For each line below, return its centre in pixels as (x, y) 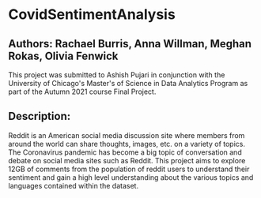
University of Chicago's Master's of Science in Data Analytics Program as (128, 83)
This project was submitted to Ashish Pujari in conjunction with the (117, 75)
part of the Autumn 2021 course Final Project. (82, 92)
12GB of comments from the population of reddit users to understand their (129, 169)
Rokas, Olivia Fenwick (63, 56)
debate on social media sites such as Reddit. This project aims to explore (127, 160)
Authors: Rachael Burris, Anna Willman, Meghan (130, 44)
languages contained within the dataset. (74, 185)
